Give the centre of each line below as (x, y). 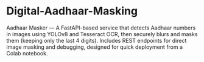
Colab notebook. (27, 53)
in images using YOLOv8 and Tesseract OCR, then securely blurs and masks (102, 34)
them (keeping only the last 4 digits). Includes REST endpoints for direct (97, 40)
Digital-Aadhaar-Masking (72, 11)
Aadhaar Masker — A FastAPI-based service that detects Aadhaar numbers (101, 28)
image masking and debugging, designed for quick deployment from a (95, 47)
